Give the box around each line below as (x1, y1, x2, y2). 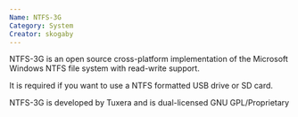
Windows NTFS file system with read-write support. (9, 63, 201, 74)
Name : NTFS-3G (9, 12, 62, 22)
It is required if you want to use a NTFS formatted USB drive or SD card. (9, 81, 274, 91)
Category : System (9, 21, 74, 30)
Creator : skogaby (9, 29, 74, 38)
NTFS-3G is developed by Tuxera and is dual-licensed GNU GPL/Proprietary (9, 97, 290, 108)
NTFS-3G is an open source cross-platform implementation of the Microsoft (9, 54, 288, 65)
